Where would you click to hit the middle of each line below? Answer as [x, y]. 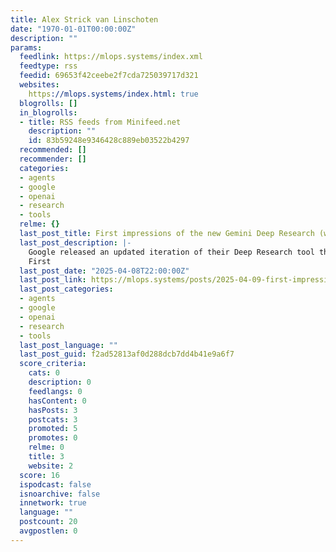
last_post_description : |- [75, 242]
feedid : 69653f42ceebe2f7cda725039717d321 [109, 76]
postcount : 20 [48, 522]
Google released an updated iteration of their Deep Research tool [171, 252]
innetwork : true [53, 503]
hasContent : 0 [57, 401]
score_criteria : [53, 364]
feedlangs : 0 [55, 391]
